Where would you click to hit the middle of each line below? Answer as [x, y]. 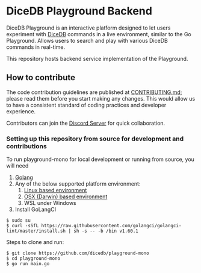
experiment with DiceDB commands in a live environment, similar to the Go [99, 34]
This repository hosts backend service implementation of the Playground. [97, 58]
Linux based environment [55, 190]
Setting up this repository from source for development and [95, 139]
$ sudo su [19, 221]
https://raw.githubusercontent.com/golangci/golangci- [111, 226]
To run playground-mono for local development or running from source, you [100, 159]
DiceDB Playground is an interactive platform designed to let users [88, 28]
